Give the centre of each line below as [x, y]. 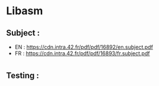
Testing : [23, 76]
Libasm [25, 11]
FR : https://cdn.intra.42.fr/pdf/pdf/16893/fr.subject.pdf [82, 53]
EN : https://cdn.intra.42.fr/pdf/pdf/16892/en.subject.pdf [84, 47]
